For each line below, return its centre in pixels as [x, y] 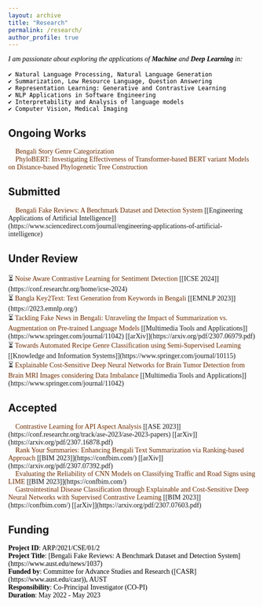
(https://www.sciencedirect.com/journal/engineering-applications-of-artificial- [115, 226]
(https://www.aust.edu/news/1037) [55, 564]
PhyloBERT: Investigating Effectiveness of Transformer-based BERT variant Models [132, 159]
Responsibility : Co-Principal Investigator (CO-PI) [78, 588]
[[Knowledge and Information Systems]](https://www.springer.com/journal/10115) [122, 356]
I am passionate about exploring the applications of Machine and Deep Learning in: [126, 59]
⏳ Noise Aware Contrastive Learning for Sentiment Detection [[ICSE [104, 279]
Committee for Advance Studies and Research [106, 572]
